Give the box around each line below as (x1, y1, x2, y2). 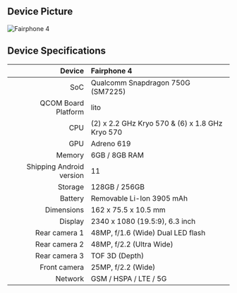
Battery (59, 193, 85, 203)
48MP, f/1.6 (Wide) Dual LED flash (90, 227, 206, 237)
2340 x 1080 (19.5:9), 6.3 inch (90, 216, 196, 226)
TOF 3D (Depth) (90, 251, 145, 261)
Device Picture (7, 6, 73, 18)
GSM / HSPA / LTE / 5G (90, 273, 167, 283)
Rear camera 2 (35, 239, 85, 249)
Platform (56, 107, 85, 116)
